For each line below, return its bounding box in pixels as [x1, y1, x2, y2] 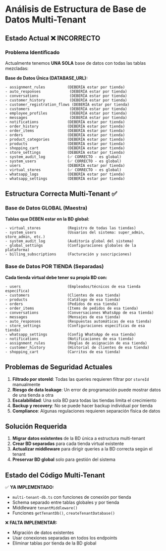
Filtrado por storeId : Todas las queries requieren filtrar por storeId [12, 376, 149, 382]
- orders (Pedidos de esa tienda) [5, 301, 119, 307]
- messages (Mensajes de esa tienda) [5, 315, 121, 320]
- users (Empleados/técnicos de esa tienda [5, 284, 141, 289]
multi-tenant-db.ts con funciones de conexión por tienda [12, 494, 131, 500]
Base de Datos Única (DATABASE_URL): [5, 75, 88, 81]
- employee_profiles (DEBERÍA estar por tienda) [5, 110, 127, 115]
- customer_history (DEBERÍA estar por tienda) [5, 98, 127, 103]
